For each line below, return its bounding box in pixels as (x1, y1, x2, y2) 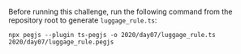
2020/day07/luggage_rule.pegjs (8, 38, 114, 46)
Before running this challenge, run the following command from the (8, 7, 233, 16)
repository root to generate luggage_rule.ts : (8, 15, 157, 25)
